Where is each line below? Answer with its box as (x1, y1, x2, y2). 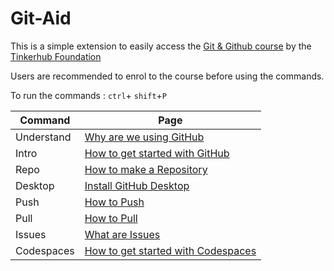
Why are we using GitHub (84, 130, 205, 144)
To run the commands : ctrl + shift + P (10, 89, 167, 101)
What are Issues (84, 227, 161, 241)
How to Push (84, 195, 145, 209)
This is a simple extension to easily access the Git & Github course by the (10, 40, 312, 52)
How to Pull (84, 211, 138, 225)
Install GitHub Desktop (84, 178, 190, 192)
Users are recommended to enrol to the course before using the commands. (10, 70, 325, 82)
